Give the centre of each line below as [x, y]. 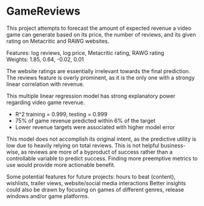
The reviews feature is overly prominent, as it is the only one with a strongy [100, 77]
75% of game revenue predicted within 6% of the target [85, 121]
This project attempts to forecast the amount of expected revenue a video [99, 28]
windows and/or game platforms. [48, 196]
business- [173, 145]
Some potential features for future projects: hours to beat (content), [91, 176]
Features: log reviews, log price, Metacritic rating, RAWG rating [85, 52]
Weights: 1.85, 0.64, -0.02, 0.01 [45, 59]
